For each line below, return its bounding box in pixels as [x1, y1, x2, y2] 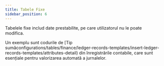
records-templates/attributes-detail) [5, 49, 79, 56]
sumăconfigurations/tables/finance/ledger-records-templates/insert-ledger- [5, 45, 160, 50]
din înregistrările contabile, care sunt [79, 49, 153, 56]
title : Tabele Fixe [5, 7, 45, 12]
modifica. [5, 30, 25, 36]
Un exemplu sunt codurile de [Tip [5, 39, 73, 45]
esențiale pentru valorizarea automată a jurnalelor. [5, 55, 107, 61]
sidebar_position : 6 [5, 12, 48, 16]
